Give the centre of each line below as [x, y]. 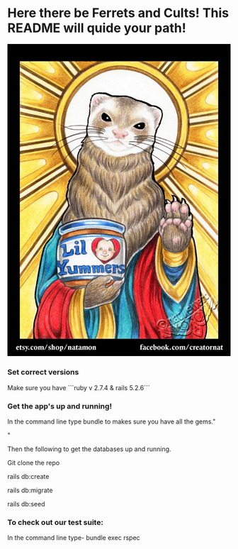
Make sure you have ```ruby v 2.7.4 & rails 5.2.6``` [79, 387]
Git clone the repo [34, 462]
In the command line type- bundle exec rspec [74, 538]
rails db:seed [26, 504]
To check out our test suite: [56, 522]
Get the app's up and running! [59, 406]
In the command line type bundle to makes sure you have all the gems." [112, 421]
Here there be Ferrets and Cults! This [118, 13]
